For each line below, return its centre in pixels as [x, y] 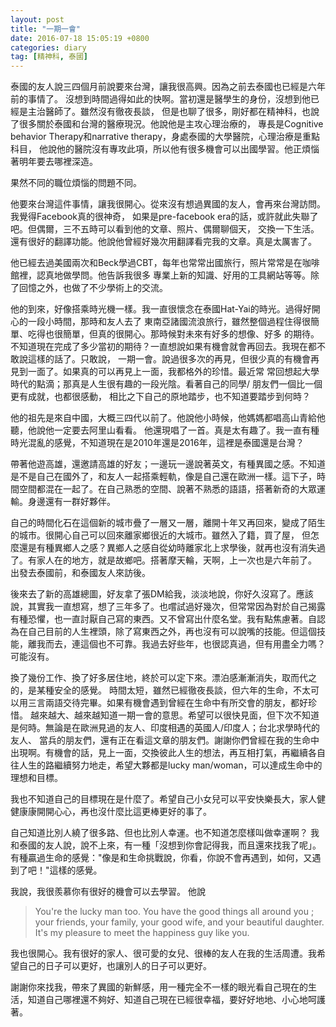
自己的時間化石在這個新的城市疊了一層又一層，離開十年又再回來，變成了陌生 [168, 523]
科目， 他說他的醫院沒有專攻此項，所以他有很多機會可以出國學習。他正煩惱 [165, 149]
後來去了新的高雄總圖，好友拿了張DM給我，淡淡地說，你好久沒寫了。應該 [162, 594]
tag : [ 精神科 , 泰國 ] [49, 57]
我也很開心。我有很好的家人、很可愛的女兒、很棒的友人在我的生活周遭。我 [163, 953]
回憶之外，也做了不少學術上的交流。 [93, 288]
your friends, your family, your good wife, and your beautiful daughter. [179, 922]
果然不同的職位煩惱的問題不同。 [76, 183]
